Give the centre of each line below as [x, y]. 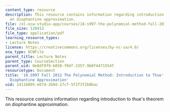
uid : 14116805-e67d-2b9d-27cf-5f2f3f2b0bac [52, 84]
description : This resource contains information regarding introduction [85, 15]
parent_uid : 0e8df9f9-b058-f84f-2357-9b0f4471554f [60, 66]
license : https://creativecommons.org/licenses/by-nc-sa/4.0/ [72, 47]
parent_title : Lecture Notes [36, 57]
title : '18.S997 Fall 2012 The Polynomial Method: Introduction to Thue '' [86, 75]
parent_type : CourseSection [35, 61]
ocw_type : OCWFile [25, 52]
